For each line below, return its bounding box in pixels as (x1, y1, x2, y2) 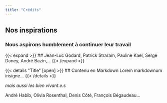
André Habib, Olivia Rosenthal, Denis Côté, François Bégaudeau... (5, 92, 141, 98)
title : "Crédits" (5, 7, 41, 13)
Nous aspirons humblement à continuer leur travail (5, 41, 131, 48)
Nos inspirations (5, 26, 57, 35)
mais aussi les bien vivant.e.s (5, 82, 66, 88)
